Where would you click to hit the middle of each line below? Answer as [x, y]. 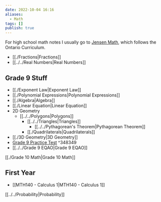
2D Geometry [26, 111]
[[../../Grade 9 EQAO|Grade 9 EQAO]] [50, 148]
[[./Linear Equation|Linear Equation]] [50, 105]
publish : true [20, 28]
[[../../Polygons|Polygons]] [47, 116]
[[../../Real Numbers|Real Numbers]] [49, 62]
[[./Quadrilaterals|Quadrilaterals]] [61, 132]
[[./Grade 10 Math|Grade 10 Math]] [40, 157]
